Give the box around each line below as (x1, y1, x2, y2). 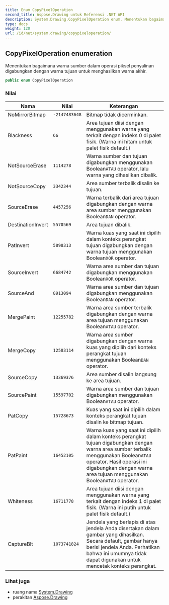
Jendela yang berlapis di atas (86, 518, 156, 526)
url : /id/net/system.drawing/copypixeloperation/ (5, 31, 112, 36)
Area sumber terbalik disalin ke (86, 180, 159, 187)
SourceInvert (8, 269, 39, 276)
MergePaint (8, 313, 35, 320)
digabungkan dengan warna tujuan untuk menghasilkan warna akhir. (5, 68, 147, 74)
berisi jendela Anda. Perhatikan (86, 544, 160, 551)
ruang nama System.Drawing (12, 589, 73, 595)
